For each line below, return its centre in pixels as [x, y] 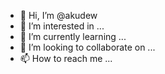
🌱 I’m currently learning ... [73, 36]
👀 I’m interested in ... [62, 26]
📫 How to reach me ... [66, 58]
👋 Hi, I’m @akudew [58, 15]
